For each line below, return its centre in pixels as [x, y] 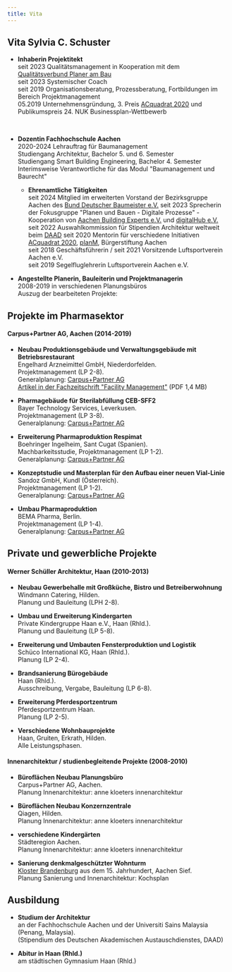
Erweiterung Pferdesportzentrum [67, 701]
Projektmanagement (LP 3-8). [61, 416]
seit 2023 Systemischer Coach [62, 82]
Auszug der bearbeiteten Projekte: [67, 294]
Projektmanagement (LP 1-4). [60, 524]
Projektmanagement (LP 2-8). [61, 372]
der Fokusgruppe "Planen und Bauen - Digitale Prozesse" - [114, 213]
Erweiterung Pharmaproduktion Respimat [80, 437]
